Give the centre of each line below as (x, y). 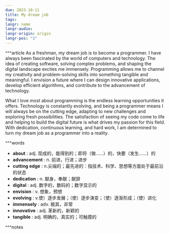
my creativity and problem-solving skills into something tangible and (77, 74)
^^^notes (14, 227)
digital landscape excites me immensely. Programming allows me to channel (85, 69)
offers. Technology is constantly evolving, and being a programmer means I (84, 106)
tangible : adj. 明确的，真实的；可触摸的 (55, 217)
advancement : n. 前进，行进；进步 (50, 159)
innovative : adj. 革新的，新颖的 (46, 210)
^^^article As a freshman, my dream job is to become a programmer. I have (83, 53)
